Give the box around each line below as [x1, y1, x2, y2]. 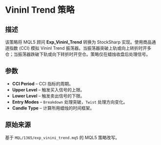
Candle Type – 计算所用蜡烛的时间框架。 [12, 105, 95, 111]
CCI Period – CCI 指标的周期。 [12, 81, 74, 87]
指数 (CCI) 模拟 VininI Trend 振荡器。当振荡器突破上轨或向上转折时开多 [9, 45, 152, 51]
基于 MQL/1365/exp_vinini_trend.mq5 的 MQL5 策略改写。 [5, 134, 120, 140]
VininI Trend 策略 [5, 4, 75, 16]
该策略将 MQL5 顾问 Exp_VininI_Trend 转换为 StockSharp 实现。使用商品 [5, 39, 152, 45]
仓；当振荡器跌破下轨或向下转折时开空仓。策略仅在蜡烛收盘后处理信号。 [5, 52, 150, 57]
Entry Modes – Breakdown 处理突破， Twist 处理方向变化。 [12, 99, 128, 105]
